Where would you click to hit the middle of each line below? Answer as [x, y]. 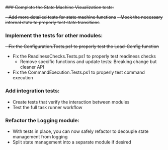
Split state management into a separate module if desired [72, 142]
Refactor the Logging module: [42, 120]
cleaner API [32, 67]
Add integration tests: [32, 91]
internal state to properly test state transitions [52, 22]
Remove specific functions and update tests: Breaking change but [88, 62]
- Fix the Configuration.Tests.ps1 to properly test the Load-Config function [82, 46]
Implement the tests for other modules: [54, 35]
